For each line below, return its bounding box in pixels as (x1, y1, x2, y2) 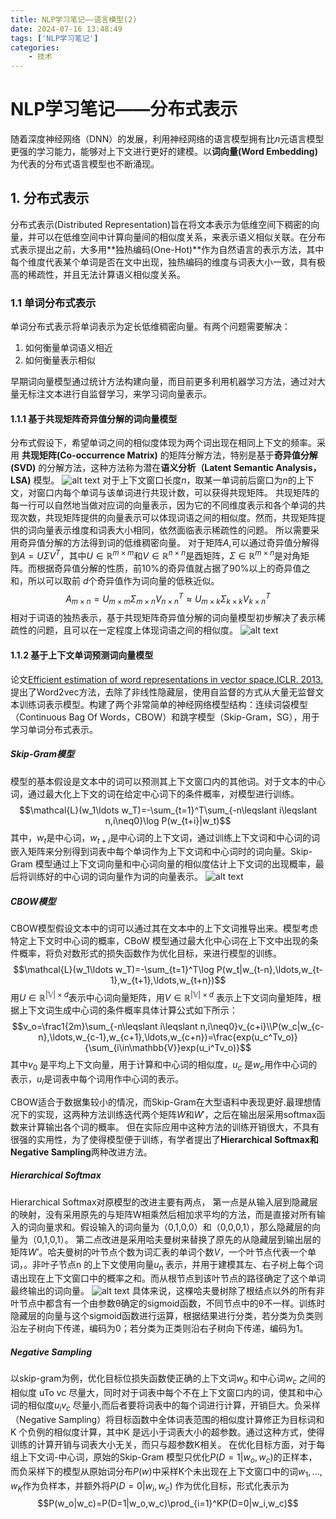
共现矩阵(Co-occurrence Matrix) (21, 449, 158, 461)
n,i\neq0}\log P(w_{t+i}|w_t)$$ (104, 814, 232, 826)
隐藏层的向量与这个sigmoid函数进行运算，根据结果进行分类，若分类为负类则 (10, 1310, 323, 1322)
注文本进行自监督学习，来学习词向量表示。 (36, 388, 212, 400)
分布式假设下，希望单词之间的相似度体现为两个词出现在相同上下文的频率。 (10, 437, 317, 449)
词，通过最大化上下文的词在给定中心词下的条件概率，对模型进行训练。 (10, 787, 300, 800)
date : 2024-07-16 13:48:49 (10, 24, 123, 34)
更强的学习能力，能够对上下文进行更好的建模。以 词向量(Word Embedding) (10, 146, 318, 158)
